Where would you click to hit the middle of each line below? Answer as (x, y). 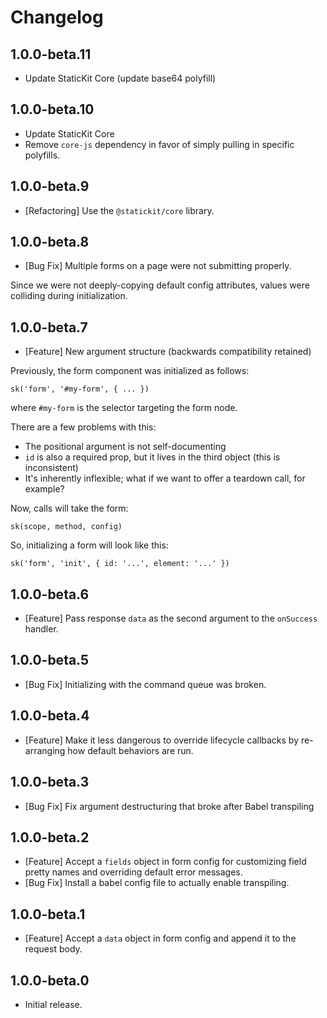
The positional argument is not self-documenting (125, 447)
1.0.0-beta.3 (50, 782)
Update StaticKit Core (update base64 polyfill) (120, 78)
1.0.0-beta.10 (52, 109)
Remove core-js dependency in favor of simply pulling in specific (159, 144)
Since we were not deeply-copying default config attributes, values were (160, 285)
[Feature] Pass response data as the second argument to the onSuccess (171, 618)
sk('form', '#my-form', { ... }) (80, 389)
